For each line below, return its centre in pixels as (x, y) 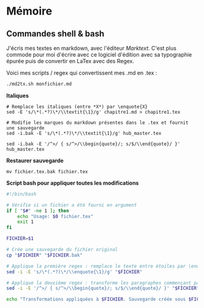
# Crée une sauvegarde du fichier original (62, 250)
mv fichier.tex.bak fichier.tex (47, 171)
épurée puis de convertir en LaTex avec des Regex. (70, 61)
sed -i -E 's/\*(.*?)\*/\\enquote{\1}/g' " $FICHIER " (74, 272)
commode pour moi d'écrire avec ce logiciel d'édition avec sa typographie (99, 55)
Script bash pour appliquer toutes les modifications (73, 183)
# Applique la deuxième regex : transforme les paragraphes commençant (99, 283)
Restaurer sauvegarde (35, 160)
